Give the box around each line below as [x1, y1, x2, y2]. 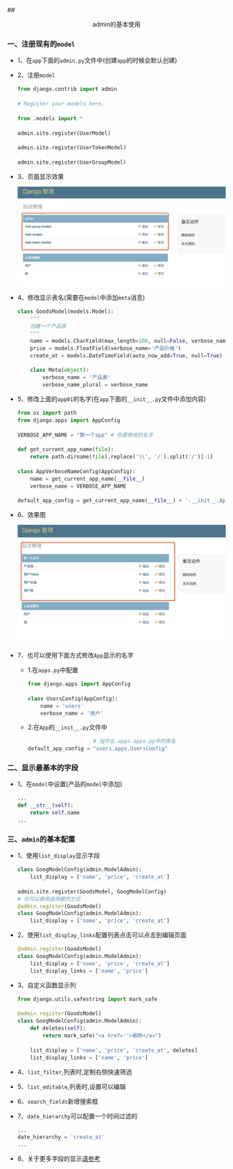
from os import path [17, 409, 77, 416]
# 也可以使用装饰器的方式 [17, 895, 81, 903]
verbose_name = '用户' [40, 710, 104, 717]
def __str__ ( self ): [17, 802, 74, 809]
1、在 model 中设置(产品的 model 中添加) [17, 780, 123, 788]
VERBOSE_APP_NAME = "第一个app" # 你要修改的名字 [17, 432, 154, 438]
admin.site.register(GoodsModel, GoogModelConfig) [17, 888, 167, 895]
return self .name [30, 810, 80, 817]
